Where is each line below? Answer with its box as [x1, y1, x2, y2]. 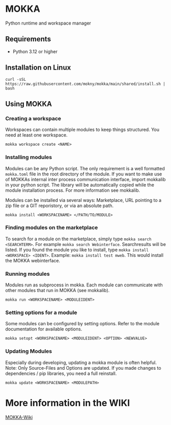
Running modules [5, 270, 50, 277]
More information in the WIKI [5, 397, 130, 409]
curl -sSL [5, 77, 27, 82]
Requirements [5, 35, 51, 43]
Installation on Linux [5, 63, 71, 72]
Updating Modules [5, 348, 53, 355]
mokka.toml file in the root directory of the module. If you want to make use [5, 171, 162, 177]
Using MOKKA [5, 99, 52, 108]
